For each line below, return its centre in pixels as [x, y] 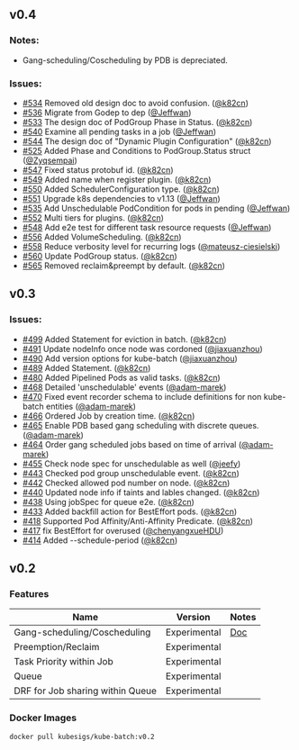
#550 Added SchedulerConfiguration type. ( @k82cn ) [121, 189]
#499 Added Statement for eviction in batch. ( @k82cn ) [124, 339]
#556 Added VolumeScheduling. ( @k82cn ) [102, 237]
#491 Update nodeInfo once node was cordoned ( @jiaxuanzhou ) [142, 348]
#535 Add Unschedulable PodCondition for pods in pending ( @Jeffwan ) [156, 208]
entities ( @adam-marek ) [91, 406]
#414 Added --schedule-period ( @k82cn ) [100, 540]
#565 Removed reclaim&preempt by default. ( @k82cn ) [123, 266]
